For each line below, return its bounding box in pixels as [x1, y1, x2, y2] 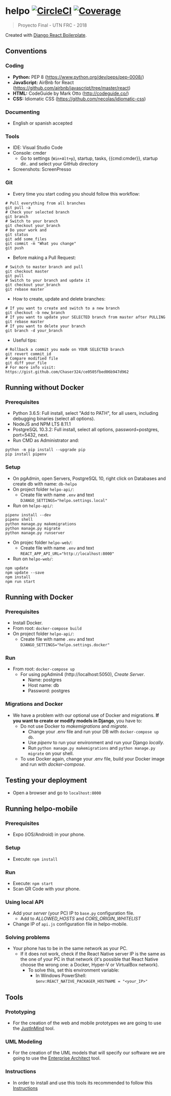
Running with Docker [5, 593, 74, 601]
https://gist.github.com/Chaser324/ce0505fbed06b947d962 [5, 369, 129, 374]
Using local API [5, 898, 44, 905]
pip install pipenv [5, 452, 47, 457]
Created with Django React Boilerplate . [5, 32, 87, 38]
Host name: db [28, 682, 59, 688]
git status [5, 232, 29, 237]
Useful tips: [12, 337, 37, 343]
